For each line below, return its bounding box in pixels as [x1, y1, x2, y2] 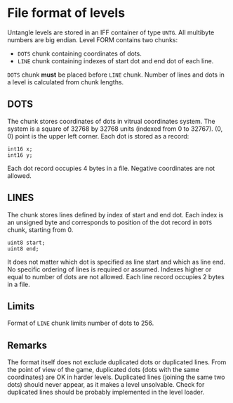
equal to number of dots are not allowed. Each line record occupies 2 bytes [7, 272, 225, 281]
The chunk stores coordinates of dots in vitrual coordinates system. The [7, 117, 215, 125]
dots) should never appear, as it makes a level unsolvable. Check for [7, 380, 205, 389]
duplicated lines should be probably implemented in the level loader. [7, 388, 205, 397]
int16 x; [7, 146, 33, 153]
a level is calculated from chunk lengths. [7, 77, 124, 86]
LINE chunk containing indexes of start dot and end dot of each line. [17, 56, 214, 65]
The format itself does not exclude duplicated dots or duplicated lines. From [7, 358, 227, 366]
